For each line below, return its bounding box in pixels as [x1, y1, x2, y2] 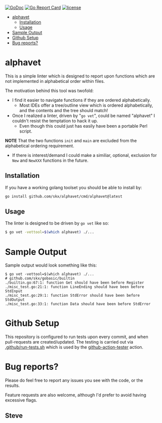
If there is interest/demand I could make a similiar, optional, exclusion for [12, 152, 157, 158]
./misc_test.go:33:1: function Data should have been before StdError [5, 302, 151, 307]
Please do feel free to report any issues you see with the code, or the [5, 378, 143, 384]
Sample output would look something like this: [5, 262, 97, 268]
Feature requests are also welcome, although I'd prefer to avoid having [5, 392, 146, 398]
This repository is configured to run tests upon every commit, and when [5, 334, 149, 340]
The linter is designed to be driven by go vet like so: [5, 220, 109, 226]
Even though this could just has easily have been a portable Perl [19, 123, 148, 129]
